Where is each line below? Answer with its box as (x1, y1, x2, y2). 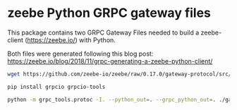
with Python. (78, 35, 116, 44)
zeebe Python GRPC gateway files (7, 5, 212, 21)
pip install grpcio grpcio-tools (7, 83, 106, 90)
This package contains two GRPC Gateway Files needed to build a (7, 28, 200, 37)
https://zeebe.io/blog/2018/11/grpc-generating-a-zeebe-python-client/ (7, 56, 213, 65)
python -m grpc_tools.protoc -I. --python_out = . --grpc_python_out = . (7, 96, 217, 103)
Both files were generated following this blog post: (7, 49, 154, 58)
